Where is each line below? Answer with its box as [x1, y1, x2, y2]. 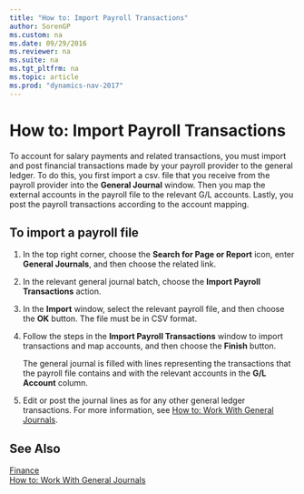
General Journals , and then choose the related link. [22, 258, 216, 269]
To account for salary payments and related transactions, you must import [9, 150, 287, 161]
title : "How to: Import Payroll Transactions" [9, 13, 189, 23]
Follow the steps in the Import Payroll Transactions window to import [22, 331, 284, 342]
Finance [9, 465, 40, 476]
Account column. [22, 378, 89, 388]
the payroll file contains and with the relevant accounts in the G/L [22, 368, 267, 378]
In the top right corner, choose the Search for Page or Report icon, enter [22, 249, 295, 260]
